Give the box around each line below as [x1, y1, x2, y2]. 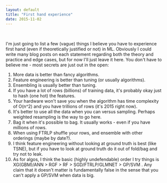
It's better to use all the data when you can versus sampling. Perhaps [12, 109, 155, 115]
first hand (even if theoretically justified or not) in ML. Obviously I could [5, 46, 152, 52]
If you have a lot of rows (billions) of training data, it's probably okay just [12, 88, 162, 94]
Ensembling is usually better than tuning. [12, 82, 97, 88]
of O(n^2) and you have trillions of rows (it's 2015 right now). [12, 103, 138, 110]
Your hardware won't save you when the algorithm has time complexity [12, 98, 159, 104]
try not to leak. [12, 151, 43, 157]
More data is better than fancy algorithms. [12, 72, 99, 78]
